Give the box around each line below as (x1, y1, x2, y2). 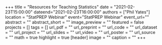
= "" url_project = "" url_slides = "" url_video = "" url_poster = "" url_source (5, 30, 156, 35)
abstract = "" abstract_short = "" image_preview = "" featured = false (5, 19, 144, 25)
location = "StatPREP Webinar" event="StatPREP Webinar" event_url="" (5, 14, 149, 20)
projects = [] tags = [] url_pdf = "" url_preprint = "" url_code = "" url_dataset (5, 24, 158, 30)
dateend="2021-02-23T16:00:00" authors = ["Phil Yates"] (34, 9, 150, 15)
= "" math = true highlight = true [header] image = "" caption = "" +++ (5, 34, 146, 40)
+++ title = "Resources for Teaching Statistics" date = (5, 4, 113, 10)
